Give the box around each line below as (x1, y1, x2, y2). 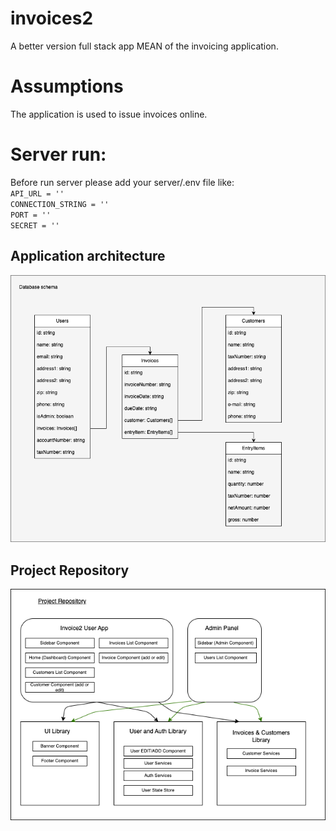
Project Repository (10, 562, 130, 579)
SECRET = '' (10, 220, 60, 231)
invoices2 (10, 7, 94, 30)
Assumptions (10, 75, 124, 98)
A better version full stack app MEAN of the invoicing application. (10, 40, 279, 52)
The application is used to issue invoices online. (10, 108, 208, 120)
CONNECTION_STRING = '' (10, 199, 110, 209)
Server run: (10, 143, 107, 166)
